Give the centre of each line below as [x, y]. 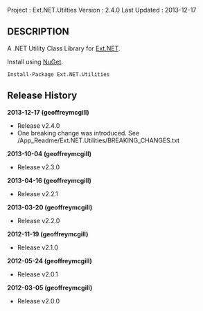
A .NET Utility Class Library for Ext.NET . [64, 48]
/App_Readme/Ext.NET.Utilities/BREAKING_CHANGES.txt [98, 140]
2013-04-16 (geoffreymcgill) [49, 180]
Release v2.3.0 [38, 167]
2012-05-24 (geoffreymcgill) [50, 261]
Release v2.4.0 [38, 125]
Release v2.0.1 [37, 274]
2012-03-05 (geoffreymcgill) [50, 288]
